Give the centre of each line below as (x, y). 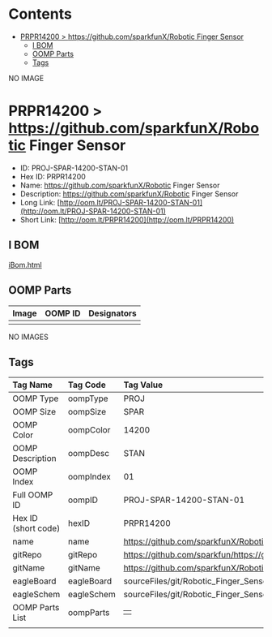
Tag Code (87, 385)
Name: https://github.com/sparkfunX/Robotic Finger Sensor (120, 185)
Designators (113, 313)
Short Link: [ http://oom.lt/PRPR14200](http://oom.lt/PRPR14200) (127, 219)
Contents (40, 14)
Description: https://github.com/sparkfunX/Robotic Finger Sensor (129, 194)
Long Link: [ (40, 202)
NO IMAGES (28, 337)
